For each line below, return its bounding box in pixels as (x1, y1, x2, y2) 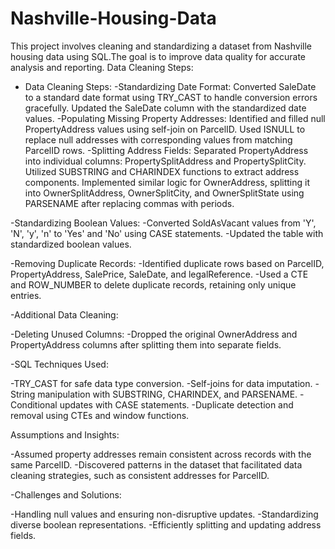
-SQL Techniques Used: (10, 358, 109, 370)
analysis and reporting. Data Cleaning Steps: (10, 61, 194, 73)
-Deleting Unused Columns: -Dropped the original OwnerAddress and (10, 328, 298, 340)
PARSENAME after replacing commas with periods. (24, 197, 235, 209)
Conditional (10, 398, 58, 411)
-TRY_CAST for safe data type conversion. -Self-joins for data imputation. (10, 377, 313, 389)
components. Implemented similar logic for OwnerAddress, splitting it (24, 176, 310, 188)
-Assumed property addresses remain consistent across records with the (10, 448, 312, 460)
